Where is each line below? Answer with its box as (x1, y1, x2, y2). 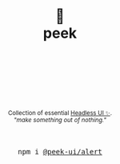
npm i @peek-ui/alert (17, 147, 103, 156)
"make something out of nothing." (13, 116, 107, 124)
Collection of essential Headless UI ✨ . (8, 109, 112, 117)
